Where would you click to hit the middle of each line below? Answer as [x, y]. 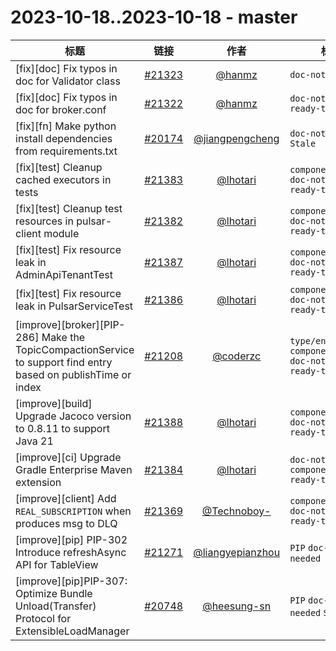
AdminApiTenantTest [64, 274]
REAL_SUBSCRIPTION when [73, 511]
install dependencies [64, 138]
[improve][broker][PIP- [70, 324]
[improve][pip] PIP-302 [71, 539]
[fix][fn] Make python [66, 126]
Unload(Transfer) [56, 606]
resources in [44, 221]
